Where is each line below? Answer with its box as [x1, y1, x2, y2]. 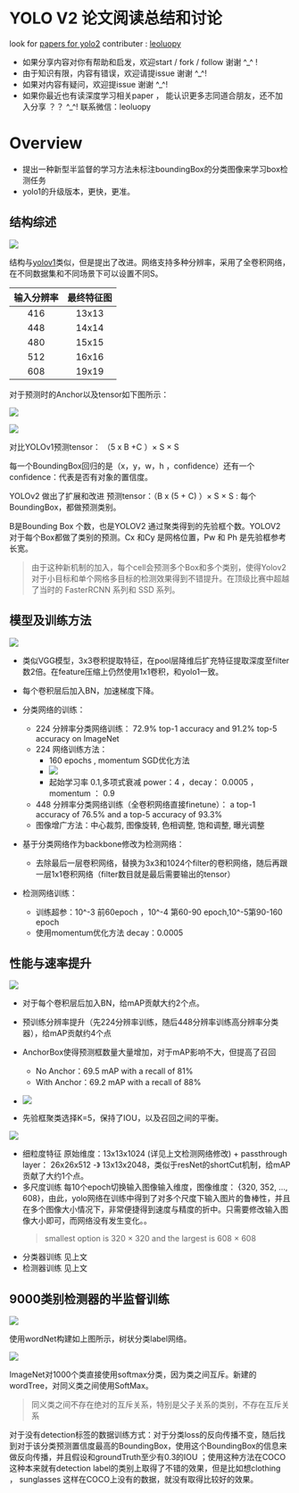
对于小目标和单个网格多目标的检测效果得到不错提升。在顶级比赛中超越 [30, 573, 290, 584]
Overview [9, 133, 83, 153]
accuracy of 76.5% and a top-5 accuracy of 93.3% [35, 809, 223, 819]
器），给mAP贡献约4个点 [21, 1028, 112, 1039]
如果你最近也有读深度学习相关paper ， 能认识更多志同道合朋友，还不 [21, 90, 276, 101]
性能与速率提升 [9, 956, 92, 971]
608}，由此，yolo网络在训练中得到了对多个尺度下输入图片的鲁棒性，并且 [21, 1193, 291, 1204]
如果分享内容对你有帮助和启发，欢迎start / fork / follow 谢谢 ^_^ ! [21, 56, 259, 67]
